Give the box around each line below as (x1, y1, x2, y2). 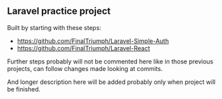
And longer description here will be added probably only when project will (7, 78, 216, 86)
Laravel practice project (7, 5, 111, 17)
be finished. (7, 85, 41, 93)
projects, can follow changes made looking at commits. (7, 64, 163, 72)
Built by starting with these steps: (7, 23, 101, 31)
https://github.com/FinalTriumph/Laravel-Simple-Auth (16, 37, 169, 45)
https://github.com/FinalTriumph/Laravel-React (16, 44, 151, 52)
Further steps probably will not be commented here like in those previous (7, 57, 214, 66)
